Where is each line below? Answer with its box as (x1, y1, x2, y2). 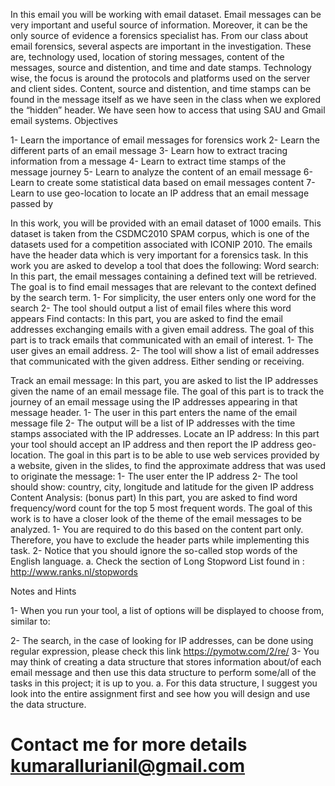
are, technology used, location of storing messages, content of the (10, 51, 285, 63)
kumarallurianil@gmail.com (10, 755, 246, 778)
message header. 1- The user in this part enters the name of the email (10, 407, 298, 418)
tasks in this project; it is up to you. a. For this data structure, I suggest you (10, 677, 318, 689)
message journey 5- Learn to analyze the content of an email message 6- (10, 166, 313, 178)
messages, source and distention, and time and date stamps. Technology (10, 62, 312, 73)
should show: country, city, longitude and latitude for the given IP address (10, 481, 315, 493)
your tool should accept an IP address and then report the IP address (10, 439, 295, 450)
